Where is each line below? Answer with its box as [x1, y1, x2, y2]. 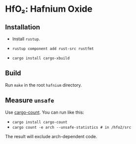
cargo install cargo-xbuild [12, 56, 70, 61]
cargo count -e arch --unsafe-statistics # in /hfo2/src [12, 125, 132, 130]
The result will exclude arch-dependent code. [5, 133, 97, 139]
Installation [5, 23, 40, 31]
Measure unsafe [5, 96, 54, 105]
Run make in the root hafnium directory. [5, 82, 82, 88]
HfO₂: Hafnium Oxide [5, 3, 93, 15]
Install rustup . [12, 36, 40, 42]
